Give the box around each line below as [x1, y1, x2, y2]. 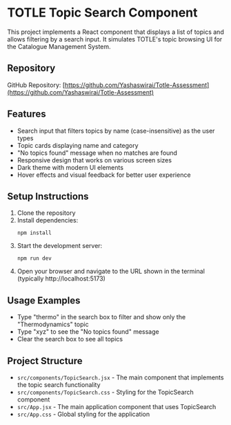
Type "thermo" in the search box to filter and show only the [17, 313, 186, 321]
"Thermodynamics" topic [17, 320, 89, 329]
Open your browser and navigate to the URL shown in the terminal [17, 267, 205, 276]
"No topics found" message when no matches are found [17, 149, 178, 157]
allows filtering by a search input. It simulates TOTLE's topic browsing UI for [7, 35, 223, 43]
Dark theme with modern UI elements [17, 163, 124, 171]
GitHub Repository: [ [7, 81, 66, 89]
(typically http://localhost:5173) [17, 274, 106, 283]
